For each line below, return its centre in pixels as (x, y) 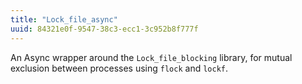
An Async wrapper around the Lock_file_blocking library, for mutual (151, 57)
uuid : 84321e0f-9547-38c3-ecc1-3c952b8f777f (104, 29)
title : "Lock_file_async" (64, 19)
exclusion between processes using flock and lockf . (119, 68)
